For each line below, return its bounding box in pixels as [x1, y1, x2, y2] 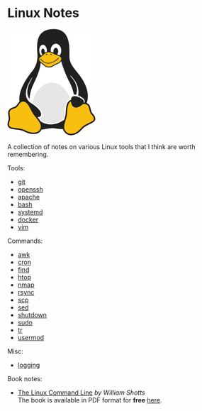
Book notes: [7, 374, 43, 383]
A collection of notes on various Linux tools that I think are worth [7, 142, 196, 150]
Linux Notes [7, 5, 80, 21]
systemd [17, 207, 43, 216]
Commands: [7, 236, 43, 245]
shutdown [17, 310, 47, 319]
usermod [17, 333, 45, 341]
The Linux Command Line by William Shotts [17, 388, 145, 397]
